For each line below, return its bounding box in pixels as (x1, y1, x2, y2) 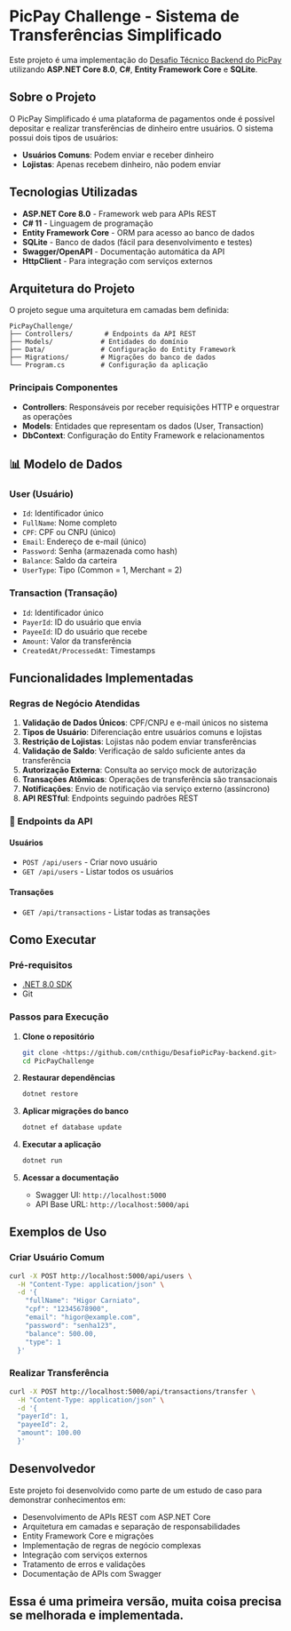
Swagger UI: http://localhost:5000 (35, 1189, 167, 1201)
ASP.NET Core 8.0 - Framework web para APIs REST (21, 208, 217, 219)
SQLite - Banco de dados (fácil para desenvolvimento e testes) (21, 236, 253, 247)
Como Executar (9, 932, 97, 947)
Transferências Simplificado (9, 25, 223, 45)
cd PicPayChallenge (21, 1056, 95, 1066)
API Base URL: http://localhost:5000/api (35, 1199, 190, 1210)
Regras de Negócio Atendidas (9, 697, 140, 709)
